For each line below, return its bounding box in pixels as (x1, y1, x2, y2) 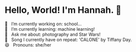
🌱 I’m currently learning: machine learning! (5, 26, 95, 32)
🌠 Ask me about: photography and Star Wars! (5, 31, 101, 37)
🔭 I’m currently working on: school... (5, 21, 82, 27)
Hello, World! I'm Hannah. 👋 (5, 4, 121, 16)
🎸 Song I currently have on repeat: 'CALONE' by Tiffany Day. (5, 37, 132, 43)
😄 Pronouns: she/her (5, 42, 51, 48)
